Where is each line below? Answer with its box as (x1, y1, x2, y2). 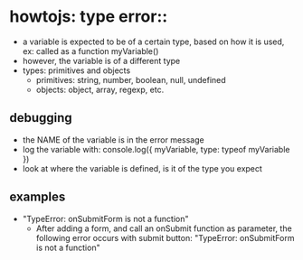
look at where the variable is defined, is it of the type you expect (22, 162, 262, 173)
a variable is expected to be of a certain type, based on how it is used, (22, 36, 285, 47)
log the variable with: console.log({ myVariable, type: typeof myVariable (22, 144, 290, 154)
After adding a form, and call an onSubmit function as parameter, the (35, 223, 292, 234)
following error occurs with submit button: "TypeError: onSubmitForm (35, 232, 295, 243)
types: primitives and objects (22, 65, 131, 76)
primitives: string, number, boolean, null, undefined (35, 74, 226, 85)
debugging (9, 110, 72, 125)
